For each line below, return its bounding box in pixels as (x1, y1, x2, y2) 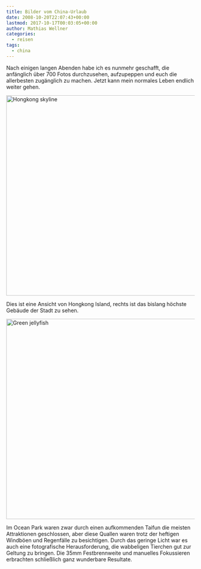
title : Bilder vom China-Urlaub (6, 8, 87, 15)
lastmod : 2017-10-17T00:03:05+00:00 (6, 20, 98, 26)
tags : (6, 43, 20, 49)
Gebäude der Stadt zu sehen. (6, 307, 79, 314)
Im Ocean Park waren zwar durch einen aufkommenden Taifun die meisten (6, 523, 191, 531)
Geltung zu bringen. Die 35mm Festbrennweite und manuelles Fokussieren (6, 549, 190, 556)
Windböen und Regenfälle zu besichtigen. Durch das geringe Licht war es (6, 537, 188, 544)
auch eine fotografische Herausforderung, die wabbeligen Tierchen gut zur (6, 543, 191, 550)
